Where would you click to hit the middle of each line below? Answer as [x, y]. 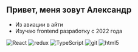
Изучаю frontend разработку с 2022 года [69, 31]
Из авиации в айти [39, 24]
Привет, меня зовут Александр [69, 10]
